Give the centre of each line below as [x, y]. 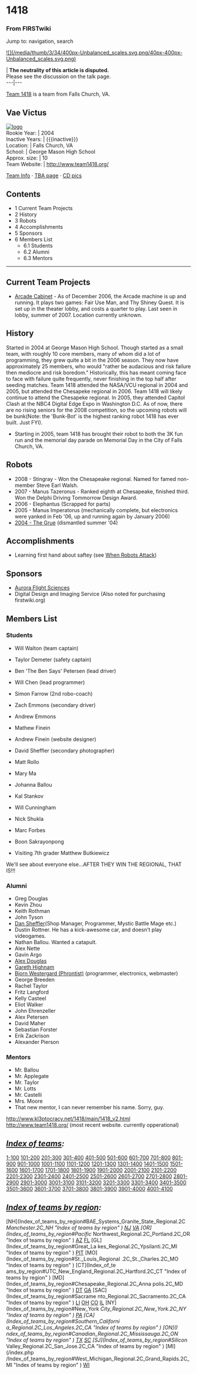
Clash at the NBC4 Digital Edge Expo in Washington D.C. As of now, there [94, 403]
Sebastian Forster [36, 1030]
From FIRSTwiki [29, 29]
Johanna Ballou [33, 784]
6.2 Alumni [36, 252]
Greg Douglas [31, 898]
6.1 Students [38, 246]
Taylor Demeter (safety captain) [53, 659]
